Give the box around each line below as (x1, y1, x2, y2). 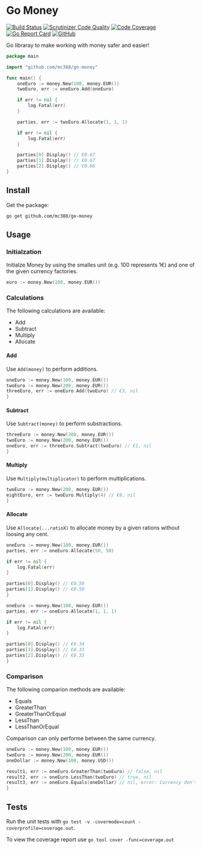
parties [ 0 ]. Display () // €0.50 (6, 581, 85, 587)
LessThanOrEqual (14, 723, 59, 730)
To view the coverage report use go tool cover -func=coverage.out (6, 836, 174, 843)
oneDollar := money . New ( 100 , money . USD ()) (6, 758, 114, 764)
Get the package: (6, 201, 49, 208)
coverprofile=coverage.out (6, 826, 74, 832)
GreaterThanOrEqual (14, 711, 66, 718)
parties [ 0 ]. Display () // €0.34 (6, 641, 85, 647)
